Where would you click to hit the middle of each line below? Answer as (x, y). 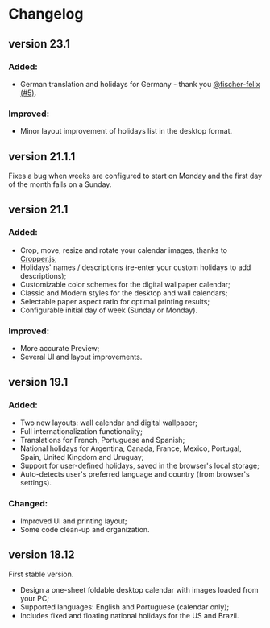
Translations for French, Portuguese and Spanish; (102, 440)
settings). (36, 482)
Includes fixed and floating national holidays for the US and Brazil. (129, 615)
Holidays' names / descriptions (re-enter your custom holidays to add (135, 267)
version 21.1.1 (42, 157)
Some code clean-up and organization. (85, 529)
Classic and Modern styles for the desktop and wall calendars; (124, 293)
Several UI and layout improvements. (81, 357)
